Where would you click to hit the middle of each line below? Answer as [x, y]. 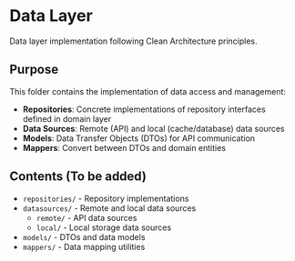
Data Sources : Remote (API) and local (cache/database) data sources [153, 128]
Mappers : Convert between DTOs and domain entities [124, 147]
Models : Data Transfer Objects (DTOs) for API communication [139, 138]
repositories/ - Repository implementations [106, 198]
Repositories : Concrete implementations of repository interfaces [144, 109]
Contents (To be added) [78, 177]
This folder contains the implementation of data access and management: [148, 91]
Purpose [34, 70]
